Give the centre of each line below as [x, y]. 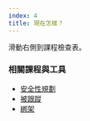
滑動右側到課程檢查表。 [47, 47]
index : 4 [23, 16]
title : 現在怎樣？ [36, 23]
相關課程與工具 [37, 70]
